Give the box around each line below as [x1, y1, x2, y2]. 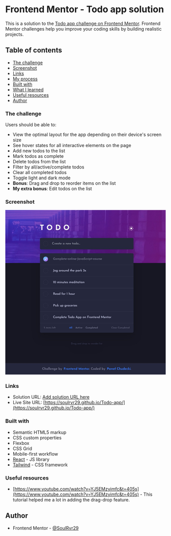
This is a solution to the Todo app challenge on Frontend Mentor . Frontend [5, 20, 161, 26]
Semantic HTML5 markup [12, 429, 67, 435]
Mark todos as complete [12, 153, 64, 159]
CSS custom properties [12, 434, 62, 441]
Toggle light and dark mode [12, 175, 71, 181]
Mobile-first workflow [12, 450, 59, 457]
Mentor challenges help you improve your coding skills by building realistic [5, 25, 162, 32]
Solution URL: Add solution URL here [12, 394, 90, 400]
